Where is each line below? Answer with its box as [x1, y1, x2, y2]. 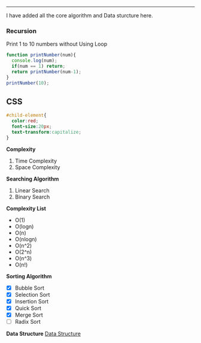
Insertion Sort [14, 297, 49, 305]
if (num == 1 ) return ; [11, 64, 66, 70]
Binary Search [14, 193, 50, 200]
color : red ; [11, 118, 39, 124]
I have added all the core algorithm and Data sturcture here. [6, 12, 154, 19]
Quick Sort [14, 304, 42, 312]
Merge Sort [14, 311, 43, 318]
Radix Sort [14, 318, 41, 326]
